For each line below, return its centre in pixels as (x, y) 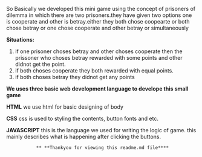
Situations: (20, 40)
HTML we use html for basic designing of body (65, 107)
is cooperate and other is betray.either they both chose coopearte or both (98, 21)
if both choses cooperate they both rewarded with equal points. (94, 71)
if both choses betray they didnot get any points (75, 77)
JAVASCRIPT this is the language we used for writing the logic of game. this (101, 130)
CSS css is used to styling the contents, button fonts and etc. (83, 118)
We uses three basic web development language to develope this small (97, 89)
